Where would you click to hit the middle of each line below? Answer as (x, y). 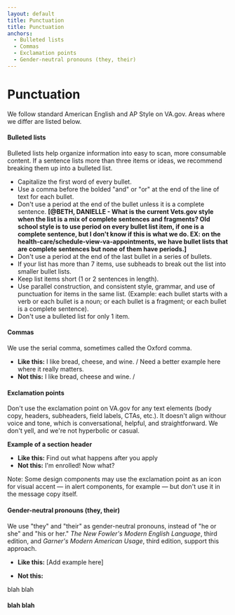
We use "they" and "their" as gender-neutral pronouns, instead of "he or (112, 526)
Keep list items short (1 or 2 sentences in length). (88, 279)
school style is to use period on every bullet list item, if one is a (111, 227)
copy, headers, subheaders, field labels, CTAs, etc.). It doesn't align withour (117, 416)
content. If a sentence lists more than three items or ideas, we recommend (115, 160)
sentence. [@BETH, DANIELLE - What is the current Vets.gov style (115, 211)
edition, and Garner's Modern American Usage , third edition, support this (113, 541)
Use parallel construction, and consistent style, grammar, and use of (116, 286)
